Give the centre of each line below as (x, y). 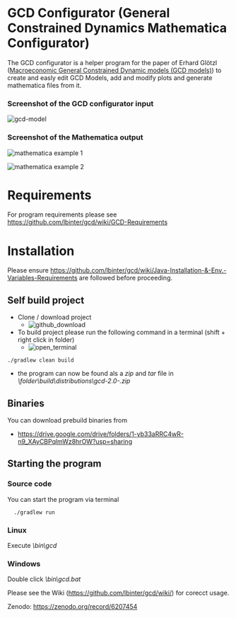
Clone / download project (54, 317)
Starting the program (54, 464)
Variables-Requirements (42, 278)
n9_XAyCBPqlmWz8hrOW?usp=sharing (75, 442)
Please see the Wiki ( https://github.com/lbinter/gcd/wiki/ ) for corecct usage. (118, 593)
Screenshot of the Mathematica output (75, 137)
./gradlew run (34, 512)
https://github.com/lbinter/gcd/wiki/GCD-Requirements (88, 222)
